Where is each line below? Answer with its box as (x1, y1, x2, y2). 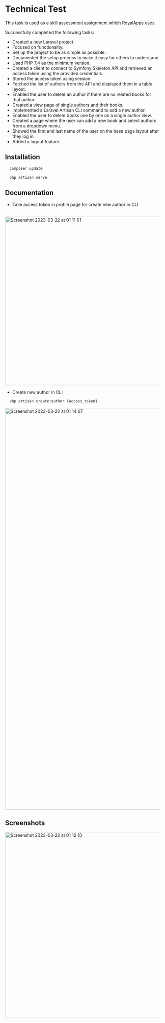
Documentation (5, 189, 54, 197)
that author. (12, 96, 36, 102)
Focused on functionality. (12, 44, 64, 50)
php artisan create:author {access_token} (9, 399, 98, 404)
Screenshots (5, 819, 45, 827)
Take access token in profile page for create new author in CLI (12, 201, 138, 208)
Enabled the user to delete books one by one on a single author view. (12, 112, 152, 118)
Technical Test (5, 3, 66, 15)
